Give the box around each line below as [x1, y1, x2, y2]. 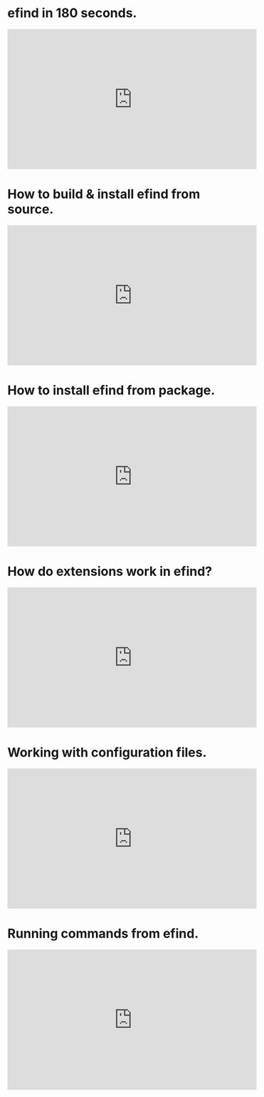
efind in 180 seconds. [7, 5, 137, 21]
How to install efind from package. [7, 382, 216, 399]
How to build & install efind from [7, 187, 201, 202]
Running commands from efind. [7, 925, 199, 941]
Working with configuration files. [7, 744, 207, 760]
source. [7, 201, 54, 218]
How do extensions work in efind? [7, 564, 212, 579]
